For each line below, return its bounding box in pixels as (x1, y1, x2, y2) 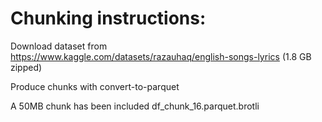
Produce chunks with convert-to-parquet (10, 80, 180, 92)
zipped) (10, 61, 43, 73)
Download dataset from (10, 40, 108, 52)
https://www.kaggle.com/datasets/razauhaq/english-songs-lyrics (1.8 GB (10, 50, 312, 62)
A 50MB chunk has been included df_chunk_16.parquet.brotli (10, 100, 260, 112)
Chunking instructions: (10, 7, 207, 30)
